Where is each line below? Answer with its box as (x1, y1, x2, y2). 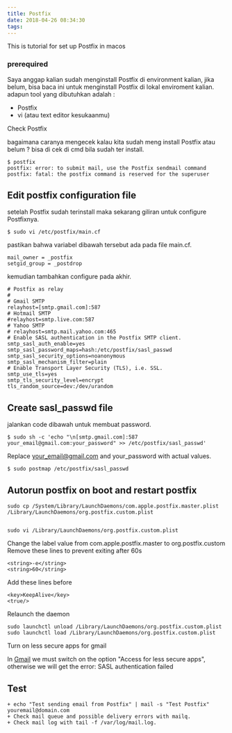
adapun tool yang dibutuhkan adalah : (7, 90, 115, 98)
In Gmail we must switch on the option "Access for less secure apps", (7, 655, 206, 664)
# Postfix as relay (7, 286, 64, 293)
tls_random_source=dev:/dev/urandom (7, 383, 113, 390)
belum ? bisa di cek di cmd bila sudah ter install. (7, 145, 144, 153)
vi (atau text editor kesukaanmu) (17, 110, 110, 119)
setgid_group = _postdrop (7, 260, 82, 267)
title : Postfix (7, 10, 51, 17)
